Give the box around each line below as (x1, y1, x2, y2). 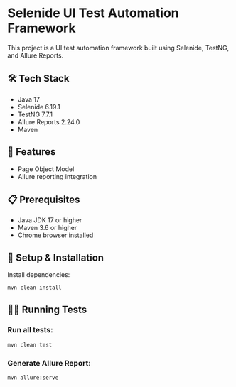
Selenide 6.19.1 (17, 102, 60, 111)
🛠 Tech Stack (7, 72, 70, 85)
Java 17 (17, 94, 41, 104)
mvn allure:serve (7, 374, 59, 381)
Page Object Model (17, 165, 75, 173)
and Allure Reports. (7, 51, 64, 60)
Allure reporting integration (17, 172, 97, 180)
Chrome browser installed (17, 231, 94, 239)
